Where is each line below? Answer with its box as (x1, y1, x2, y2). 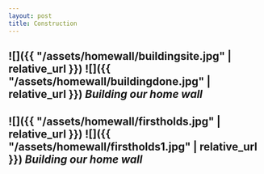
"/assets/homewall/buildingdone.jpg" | (8, 74, 212, 88)
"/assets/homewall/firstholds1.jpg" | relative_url (8, 140, 258, 154)
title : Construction (8, 19, 78, 28)
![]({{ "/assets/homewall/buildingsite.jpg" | (8, 49, 232, 63)
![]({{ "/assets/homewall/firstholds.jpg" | (8, 115, 221, 129)
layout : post (8, 11, 52, 20)
